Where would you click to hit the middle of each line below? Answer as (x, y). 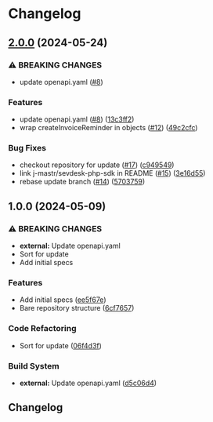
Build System (34, 366)
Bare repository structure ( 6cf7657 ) (77, 308)
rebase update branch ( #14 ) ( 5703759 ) (82, 182)
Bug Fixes (27, 148)
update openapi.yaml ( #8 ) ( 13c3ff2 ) (77, 119)
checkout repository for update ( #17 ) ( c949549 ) (97, 165)
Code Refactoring (42, 329)
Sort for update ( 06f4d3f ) (60, 345)
